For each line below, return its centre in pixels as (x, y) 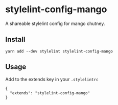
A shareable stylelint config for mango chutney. (55, 23)
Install (15, 40)
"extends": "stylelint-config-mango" (50, 93)
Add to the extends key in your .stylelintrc (52, 79)
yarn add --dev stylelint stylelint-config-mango (59, 51)
